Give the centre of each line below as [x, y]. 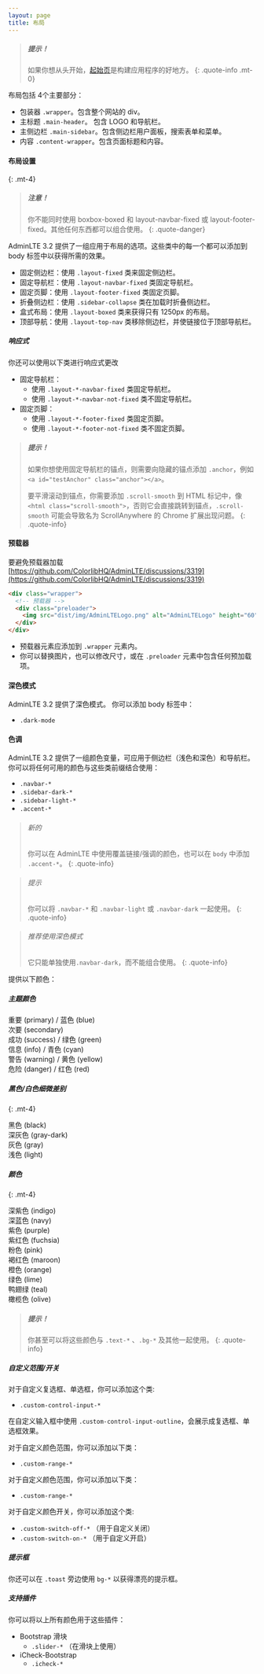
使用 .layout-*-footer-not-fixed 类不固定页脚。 [110, 428]
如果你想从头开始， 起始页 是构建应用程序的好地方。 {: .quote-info [132, 70]
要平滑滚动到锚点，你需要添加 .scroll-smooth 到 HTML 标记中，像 [134, 496]
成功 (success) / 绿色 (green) [55, 1040]
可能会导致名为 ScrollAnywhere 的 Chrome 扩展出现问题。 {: [148, 515]
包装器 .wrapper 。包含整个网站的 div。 [82, 112]
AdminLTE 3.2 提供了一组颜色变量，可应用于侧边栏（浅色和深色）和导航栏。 [131, 758]
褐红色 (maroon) [35, 1259]
